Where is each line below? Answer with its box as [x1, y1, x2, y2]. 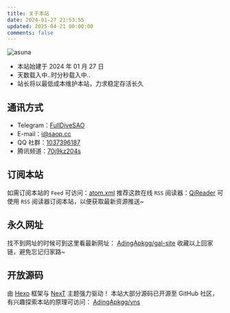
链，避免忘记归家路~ [7, 247, 66, 255]
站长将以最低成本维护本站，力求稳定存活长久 [16, 80, 144, 88]
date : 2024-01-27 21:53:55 [7, 17, 84, 23]
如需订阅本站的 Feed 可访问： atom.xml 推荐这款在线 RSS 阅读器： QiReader [7, 188, 216, 197]
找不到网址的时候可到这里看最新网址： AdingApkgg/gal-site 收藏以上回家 [7, 239, 214, 247]
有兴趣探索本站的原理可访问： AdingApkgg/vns [7, 297, 141, 306]
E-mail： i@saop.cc [16, 130, 71, 138]
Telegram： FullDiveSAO [16, 121, 85, 129]
